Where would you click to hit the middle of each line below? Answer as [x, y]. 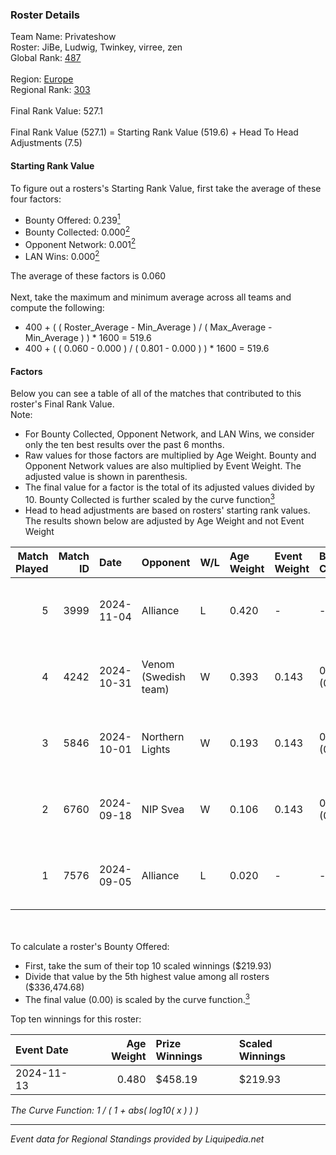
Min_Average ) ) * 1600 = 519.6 [88, 338]
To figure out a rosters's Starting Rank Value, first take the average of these [166, 188]
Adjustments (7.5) [46, 143]
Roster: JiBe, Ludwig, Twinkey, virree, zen [96, 47]
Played [32, 568]
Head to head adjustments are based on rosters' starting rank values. [167, 510]
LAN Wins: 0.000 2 [62, 256]
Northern [163, 736]
